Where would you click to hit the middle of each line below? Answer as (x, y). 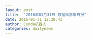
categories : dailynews (29, 29)
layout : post (19, 10)
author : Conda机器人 (26, 24)
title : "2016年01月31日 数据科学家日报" (46, 15)
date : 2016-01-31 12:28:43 (34, 19)
